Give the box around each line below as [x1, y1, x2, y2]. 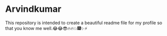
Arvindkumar [5, 3, 61, 15]
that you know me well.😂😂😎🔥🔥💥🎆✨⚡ [5, 25, 87, 31]
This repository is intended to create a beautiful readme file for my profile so [5, 20, 162, 26]
